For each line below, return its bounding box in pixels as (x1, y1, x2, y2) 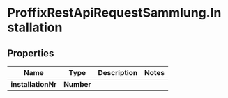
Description (98, 68, 138, 77)
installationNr (10, 80, 57, 89)
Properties (7, 47, 54, 59)
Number (63, 80, 92, 89)
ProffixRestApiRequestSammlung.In (7, 5, 222, 21)
